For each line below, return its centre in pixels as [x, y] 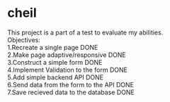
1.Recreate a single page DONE [53, 47]
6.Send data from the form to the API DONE [71, 84]
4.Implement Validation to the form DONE [67, 70]
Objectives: [24, 39]
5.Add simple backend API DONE [56, 77]
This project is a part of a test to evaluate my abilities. [85, 32]
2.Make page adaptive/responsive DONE [67, 55]
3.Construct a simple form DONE [55, 62]
